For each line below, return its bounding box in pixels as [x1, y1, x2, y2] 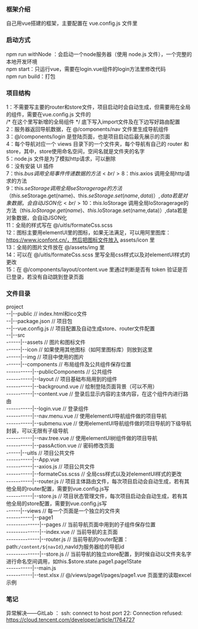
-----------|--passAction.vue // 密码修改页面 [6, 442, 115, 449]
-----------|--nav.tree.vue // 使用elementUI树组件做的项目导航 [6, 435, 158, 442]
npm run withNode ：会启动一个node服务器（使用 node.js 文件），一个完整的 [6, 50, 192, 57]
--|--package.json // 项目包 [6, 318, 73, 325]
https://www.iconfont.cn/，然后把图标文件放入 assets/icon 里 [6, 236, 155, 243]
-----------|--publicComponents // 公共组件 [6, 368, 112, 376]
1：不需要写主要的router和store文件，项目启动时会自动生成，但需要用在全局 [6, 103, 191, 110]
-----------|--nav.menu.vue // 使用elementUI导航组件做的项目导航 [6, 412, 167, 420]
